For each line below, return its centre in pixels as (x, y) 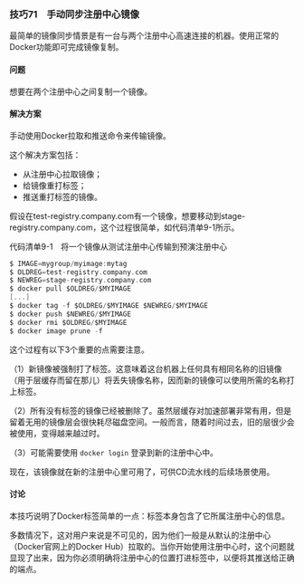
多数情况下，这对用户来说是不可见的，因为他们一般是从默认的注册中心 (140, 535)
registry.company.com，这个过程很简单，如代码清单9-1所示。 (124, 227)
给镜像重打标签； (54, 185)
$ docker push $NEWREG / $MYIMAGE (70, 314)
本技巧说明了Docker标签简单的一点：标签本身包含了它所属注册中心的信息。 (150, 516)
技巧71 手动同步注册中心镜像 (75, 14)
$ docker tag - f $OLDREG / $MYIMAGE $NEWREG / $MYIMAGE (109, 306)
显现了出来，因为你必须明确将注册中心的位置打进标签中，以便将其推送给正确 (152, 558)
